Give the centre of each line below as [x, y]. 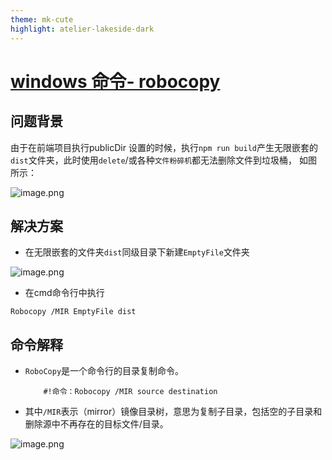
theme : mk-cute [42, 19]
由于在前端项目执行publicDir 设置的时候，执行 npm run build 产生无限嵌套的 [164, 147]
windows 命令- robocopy [115, 81]
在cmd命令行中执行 [64, 293]
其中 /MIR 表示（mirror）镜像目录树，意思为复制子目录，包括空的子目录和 [173, 412]
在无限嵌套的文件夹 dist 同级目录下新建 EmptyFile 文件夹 [137, 252]
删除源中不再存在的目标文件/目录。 [96, 424]
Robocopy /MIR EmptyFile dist [73, 312]
